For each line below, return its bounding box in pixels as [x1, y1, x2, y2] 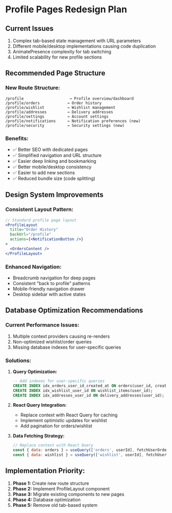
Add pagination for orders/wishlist [20, 423, 93, 429]
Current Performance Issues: [5, 321, 79, 329]
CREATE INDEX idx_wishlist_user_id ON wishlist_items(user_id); [12, 388, 153, 393]
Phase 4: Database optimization [12, 497, 81, 503]
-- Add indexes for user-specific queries [12, 378, 105, 384]
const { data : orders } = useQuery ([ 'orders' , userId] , [12, 448, 135, 453]
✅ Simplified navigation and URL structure [12, 152, 102, 158]
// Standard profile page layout [5, 217, 77, 223]
